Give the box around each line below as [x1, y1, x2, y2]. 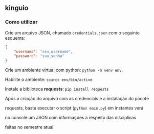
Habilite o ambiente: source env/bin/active [5, 77, 93, 82]
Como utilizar [5, 19, 38, 26]
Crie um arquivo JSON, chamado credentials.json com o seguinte [5, 29, 140, 36]
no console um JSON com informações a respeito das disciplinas [5, 115, 136, 121]
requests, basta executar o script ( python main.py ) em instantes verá [5, 105, 144, 111]
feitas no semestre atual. [5, 124, 55, 130]
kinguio [5, 4, 28, 12]
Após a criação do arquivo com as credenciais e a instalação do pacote [5, 96, 149, 102]
